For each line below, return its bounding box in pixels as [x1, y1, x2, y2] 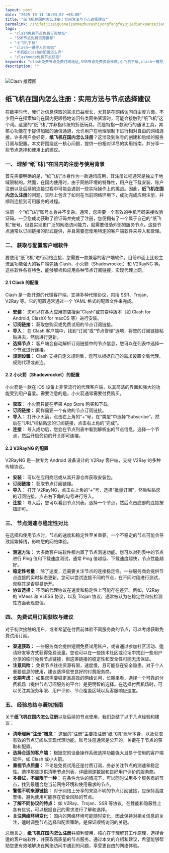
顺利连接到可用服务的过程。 [5, 198, 63, 205]
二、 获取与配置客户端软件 [5, 242, 69, 249]
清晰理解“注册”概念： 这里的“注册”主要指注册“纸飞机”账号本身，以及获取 [12, 731, 163, 737]
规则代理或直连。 [12, 359, 48, 365]
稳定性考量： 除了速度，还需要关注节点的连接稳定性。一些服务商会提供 [12, 568, 159, 574]
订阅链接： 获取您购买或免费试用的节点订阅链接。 [12, 321, 116, 327]
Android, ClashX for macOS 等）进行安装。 [12, 315, 102, 321]
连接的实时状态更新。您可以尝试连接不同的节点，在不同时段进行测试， [17, 575, 162, 581]
